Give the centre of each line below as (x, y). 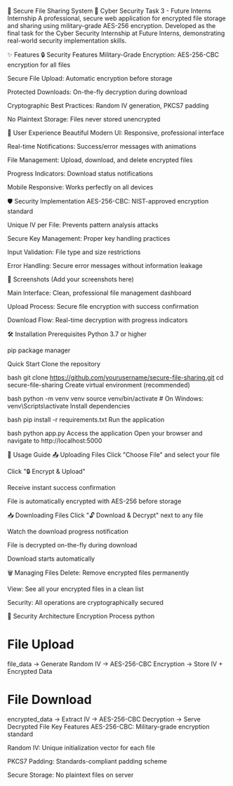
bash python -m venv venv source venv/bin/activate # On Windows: (106, 399)
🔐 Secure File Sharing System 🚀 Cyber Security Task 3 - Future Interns (109, 11)
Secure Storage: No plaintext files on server (71, 775)
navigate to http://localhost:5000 (55, 441)
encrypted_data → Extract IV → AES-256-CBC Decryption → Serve (104, 719)
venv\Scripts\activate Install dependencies (69, 406)
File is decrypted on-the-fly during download (72, 545)
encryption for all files (39, 65)
